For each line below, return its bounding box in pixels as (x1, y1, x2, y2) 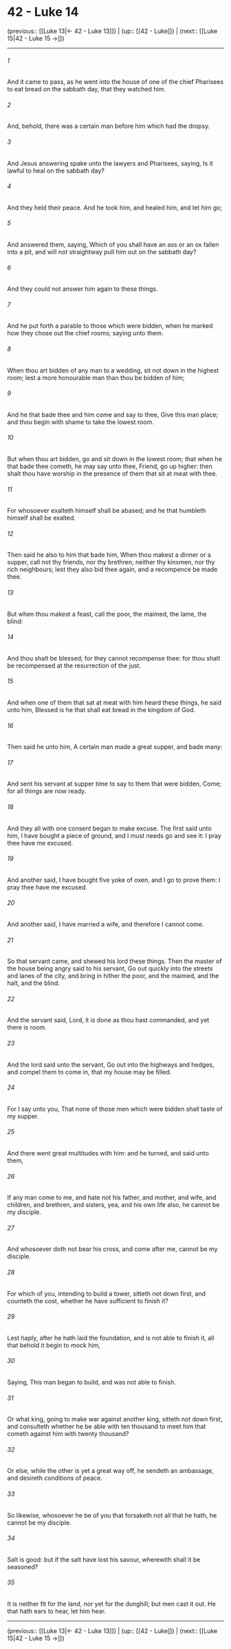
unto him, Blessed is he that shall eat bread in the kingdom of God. (7, 705, 196, 713)
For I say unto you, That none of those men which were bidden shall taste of (7, 1105, 223, 1113)
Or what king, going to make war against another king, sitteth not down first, (7, 1415, 223, 1424)
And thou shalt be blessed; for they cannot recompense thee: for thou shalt (7, 654, 221, 662)
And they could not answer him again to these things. (7, 285, 158, 293)
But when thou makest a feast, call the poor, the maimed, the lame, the (7, 610, 208, 618)
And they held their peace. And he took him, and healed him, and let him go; (7, 203, 223, 212)
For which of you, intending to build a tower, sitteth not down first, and (7, 1290, 206, 1298)
